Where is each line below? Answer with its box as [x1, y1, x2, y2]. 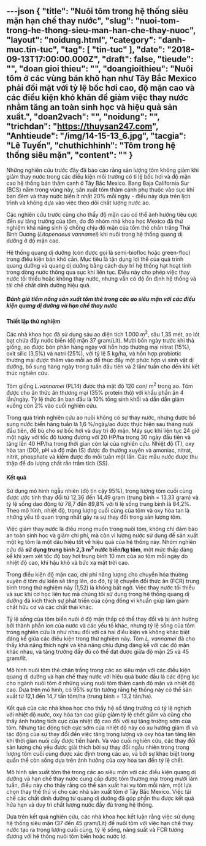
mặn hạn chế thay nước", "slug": [6, 16, 134, 26]
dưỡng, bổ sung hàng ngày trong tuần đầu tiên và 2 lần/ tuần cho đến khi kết [6, 363, 200, 370]
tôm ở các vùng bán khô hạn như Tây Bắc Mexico [6, 73, 197, 83]
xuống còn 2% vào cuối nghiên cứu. [6, 402, 98, 409]
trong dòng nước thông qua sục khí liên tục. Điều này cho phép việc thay [6, 268, 190, 276]
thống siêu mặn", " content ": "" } [6, 150, 133, 160]
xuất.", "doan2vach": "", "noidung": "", [6, 112, 160, 122]
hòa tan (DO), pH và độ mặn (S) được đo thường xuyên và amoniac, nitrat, [6, 446, 193, 454]
